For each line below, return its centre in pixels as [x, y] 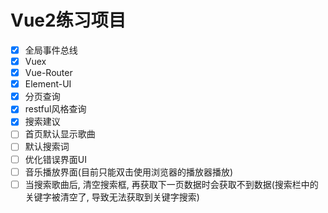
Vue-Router [48, 73]
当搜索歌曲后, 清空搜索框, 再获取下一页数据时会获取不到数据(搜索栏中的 [171, 184]
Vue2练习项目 [68, 20]
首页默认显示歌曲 [60, 134]
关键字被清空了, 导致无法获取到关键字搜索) [112, 197]
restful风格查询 [55, 109]
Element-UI [48, 84]
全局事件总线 [51, 50]
